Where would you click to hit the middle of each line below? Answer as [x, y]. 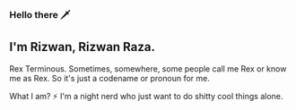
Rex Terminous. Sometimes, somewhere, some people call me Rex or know [148, 68]
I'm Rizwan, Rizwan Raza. [82, 47]
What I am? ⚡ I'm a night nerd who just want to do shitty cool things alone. [146, 96]
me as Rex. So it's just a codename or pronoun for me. [110, 78]
